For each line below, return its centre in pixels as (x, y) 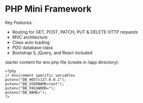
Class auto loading (31, 42)
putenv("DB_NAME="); (26, 92)
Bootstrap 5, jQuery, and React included (52, 53)
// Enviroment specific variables (40, 75)
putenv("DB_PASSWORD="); (30, 88)
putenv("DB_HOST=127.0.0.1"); (36, 80)
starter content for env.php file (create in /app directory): (62, 62)
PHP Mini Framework (48, 9)
